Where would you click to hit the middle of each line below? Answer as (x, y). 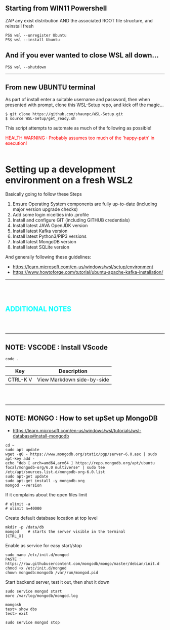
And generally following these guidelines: (48, 257)
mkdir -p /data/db (25, 527)
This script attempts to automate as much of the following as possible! (78, 128)
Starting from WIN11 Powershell (56, 8)
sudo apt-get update (27, 476)
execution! (16, 143)
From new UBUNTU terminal (50, 88)
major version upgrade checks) (45, 209)
